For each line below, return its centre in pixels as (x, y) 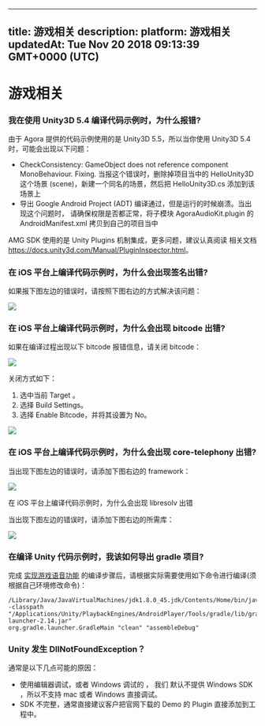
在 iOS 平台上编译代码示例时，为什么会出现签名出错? (108, 272)
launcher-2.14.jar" (40, 621)
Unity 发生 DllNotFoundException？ (77, 649)
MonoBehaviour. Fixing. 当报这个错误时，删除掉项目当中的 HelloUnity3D (136, 174)
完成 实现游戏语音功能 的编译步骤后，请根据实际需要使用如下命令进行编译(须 (132, 576)
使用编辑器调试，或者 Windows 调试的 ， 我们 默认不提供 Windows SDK (136, 685)
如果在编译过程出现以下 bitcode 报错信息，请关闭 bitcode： (105, 347)
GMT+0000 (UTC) (54, 57)
